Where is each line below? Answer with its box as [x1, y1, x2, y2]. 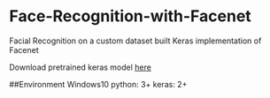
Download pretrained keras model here [9, 62, 152, 72]
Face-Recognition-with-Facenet [9, 6, 252, 26]
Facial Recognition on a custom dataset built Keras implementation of [9, 35, 262, 46]
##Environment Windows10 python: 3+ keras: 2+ [9, 79, 188, 89]
